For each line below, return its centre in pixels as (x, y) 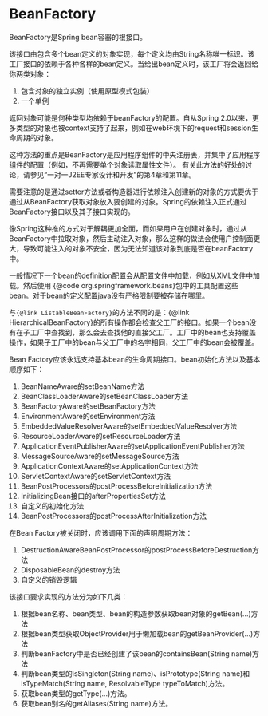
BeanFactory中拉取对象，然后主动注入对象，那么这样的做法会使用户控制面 (131, 238)
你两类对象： (30, 73)
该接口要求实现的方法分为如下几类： (69, 596)
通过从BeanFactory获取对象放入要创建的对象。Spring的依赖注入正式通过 (128, 201)
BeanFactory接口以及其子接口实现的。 (72, 212)
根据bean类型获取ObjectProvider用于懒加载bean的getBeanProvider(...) (137, 633)
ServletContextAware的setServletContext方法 (95, 476)
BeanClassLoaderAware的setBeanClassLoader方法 (104, 396)
